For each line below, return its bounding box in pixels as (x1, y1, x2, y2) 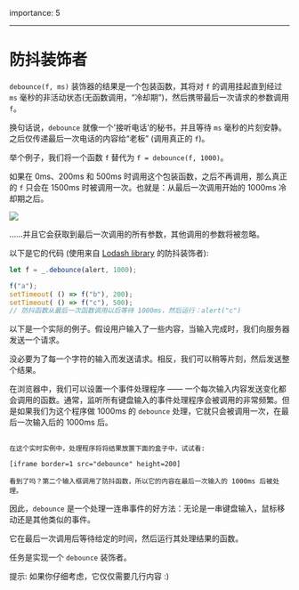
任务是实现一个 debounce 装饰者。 (9, 552, 132, 563)
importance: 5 (9, 8, 61, 18)
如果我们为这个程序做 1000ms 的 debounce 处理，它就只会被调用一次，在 (16, 406, 282, 416)
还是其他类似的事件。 (16, 514, 95, 525)
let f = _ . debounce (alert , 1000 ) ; (9, 265, 138, 274)
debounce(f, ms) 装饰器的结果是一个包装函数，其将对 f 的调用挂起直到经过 (9, 80, 283, 92)
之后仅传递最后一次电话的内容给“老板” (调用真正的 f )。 (9, 133, 210, 143)
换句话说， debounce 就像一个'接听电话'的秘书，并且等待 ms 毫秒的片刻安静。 (9, 122, 287, 133)
